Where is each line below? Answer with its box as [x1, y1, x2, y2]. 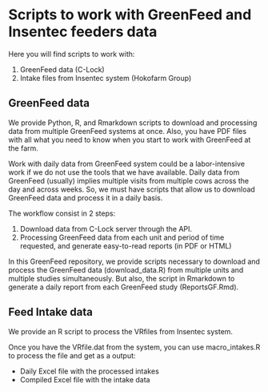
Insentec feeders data [8, 22, 158, 41]
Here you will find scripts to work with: [8, 49, 135, 59]
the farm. [8, 143, 38, 153]
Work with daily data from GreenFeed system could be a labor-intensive [8, 159, 246, 168]
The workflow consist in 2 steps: [8, 208, 116, 218]
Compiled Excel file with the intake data [19, 374, 150, 384]
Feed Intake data [8, 305, 94, 319]
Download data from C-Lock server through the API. [19, 224, 193, 233]
